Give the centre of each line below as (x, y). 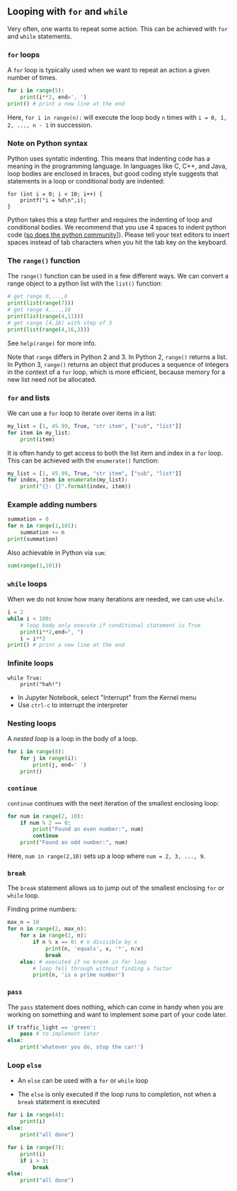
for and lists (29, 397)
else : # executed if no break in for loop (83, 962)
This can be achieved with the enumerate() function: (83, 461)
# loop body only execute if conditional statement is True (110, 625)
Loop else (25, 1065)
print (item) (37, 439)
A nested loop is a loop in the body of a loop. (73, 738)
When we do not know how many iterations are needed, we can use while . (116, 599)
